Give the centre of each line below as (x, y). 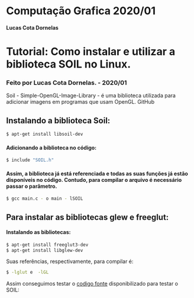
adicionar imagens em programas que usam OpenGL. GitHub (80, 102)
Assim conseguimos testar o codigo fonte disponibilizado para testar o (92, 284)
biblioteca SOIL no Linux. (69, 64)
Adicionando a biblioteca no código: (51, 148)
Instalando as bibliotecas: (38, 232)
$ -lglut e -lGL (28, 273)
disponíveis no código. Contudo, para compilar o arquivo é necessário (94, 180)
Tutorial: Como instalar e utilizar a (91, 51)
